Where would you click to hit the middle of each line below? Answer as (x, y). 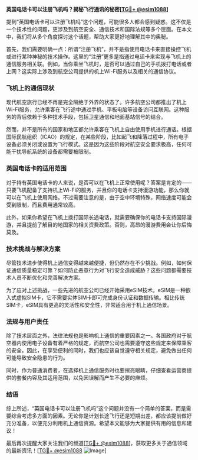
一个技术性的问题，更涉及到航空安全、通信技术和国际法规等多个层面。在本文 (99, 29)
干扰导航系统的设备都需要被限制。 (52, 152)
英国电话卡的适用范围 (36, 169)
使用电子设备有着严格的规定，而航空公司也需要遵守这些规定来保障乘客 (107, 343)
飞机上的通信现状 (30, 88)
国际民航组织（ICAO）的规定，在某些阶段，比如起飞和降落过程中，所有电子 (98, 137)
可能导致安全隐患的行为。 (37, 358)
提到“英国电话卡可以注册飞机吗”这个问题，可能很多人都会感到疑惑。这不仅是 (99, 22)
